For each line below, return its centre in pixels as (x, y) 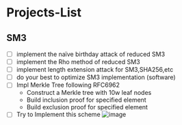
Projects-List (44, 13)
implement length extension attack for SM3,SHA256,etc (95, 70)
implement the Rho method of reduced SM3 (78, 62)
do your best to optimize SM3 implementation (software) (96, 77)
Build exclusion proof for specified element (87, 107)
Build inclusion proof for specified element (86, 100)
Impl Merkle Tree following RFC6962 (68, 85)
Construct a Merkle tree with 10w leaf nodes (89, 93)
